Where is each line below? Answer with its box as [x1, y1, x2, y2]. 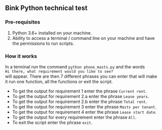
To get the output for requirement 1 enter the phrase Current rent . [12, 88, 147, 94]
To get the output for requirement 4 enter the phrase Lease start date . [12, 109, 157, 115]
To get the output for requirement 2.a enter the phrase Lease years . [12, 93, 149, 99]
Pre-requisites [5, 19, 40, 26]
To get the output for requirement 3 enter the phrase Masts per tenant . [12, 103, 157, 110]
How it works [5, 53, 37, 60]
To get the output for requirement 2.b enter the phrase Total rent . [12, 98, 147, 104]
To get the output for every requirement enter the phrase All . [12, 114, 137, 120]
